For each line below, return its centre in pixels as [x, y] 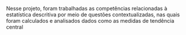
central [15, 27]
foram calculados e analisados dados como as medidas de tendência [90, 21]
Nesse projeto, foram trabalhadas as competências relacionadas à [87, 8]
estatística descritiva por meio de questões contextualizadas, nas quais [93, 15]
